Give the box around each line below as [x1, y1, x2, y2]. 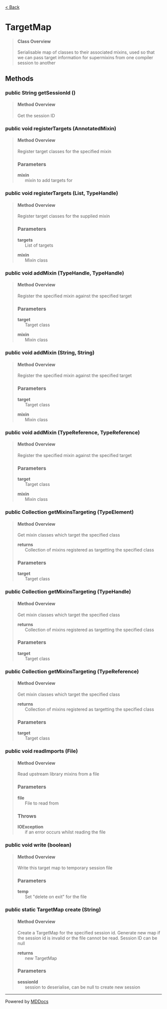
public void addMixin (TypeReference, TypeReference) [5, 429, 140, 436]
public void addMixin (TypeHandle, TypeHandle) [5, 270, 124, 276]
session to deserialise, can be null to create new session [24, 984, 141, 990]
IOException [17, 824, 44, 829]
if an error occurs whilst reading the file [24, 829, 106, 835]
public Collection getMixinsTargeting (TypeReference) [5, 668, 139, 675]
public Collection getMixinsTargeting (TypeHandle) [5, 588, 131, 595]
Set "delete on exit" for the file [24, 894, 87, 900]
